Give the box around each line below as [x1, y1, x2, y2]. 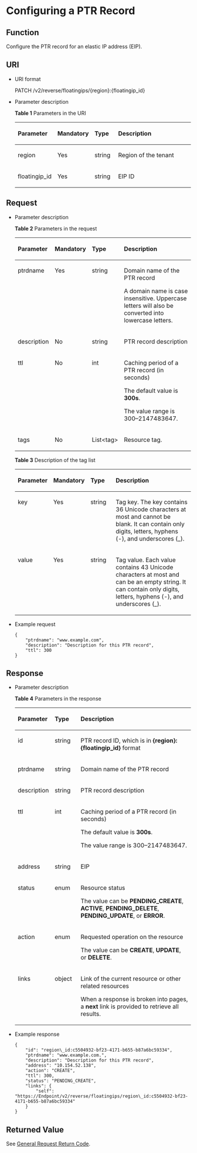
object [55, 975, 72, 983]
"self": [36, 1089, 55, 1094]
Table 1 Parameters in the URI [14, 110, 86, 117]
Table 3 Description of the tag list [14, 456, 96, 464]
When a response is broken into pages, [80, 995, 188, 1004]
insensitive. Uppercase [124, 294, 187, 302]
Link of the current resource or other [80, 975, 181, 983]
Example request [14, 620, 56, 628]
